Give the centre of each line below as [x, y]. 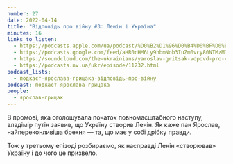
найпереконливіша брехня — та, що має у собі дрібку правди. [100, 132]
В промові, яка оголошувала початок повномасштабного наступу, [105, 117]
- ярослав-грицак [38, 98]
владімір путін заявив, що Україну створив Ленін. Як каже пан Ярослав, [114, 125]
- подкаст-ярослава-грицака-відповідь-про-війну [85, 78]
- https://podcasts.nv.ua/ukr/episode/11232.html [86, 65]
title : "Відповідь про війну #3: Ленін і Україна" [82, 26]
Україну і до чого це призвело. [52, 153]
